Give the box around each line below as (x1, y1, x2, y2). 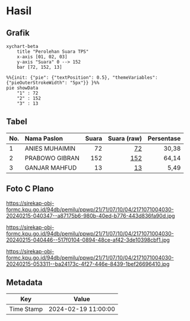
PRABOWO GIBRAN (24, 154, 80, 162)
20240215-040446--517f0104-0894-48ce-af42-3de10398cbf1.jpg (6, 236, 170, 243)
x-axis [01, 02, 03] (17, 54, 68, 60)
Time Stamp (9, 305, 43, 313)
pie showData (6, 85, 39, 91)
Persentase (147, 134, 181, 142)
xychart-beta (6, 43, 39, 49)
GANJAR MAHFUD (24, 163, 77, 171)
